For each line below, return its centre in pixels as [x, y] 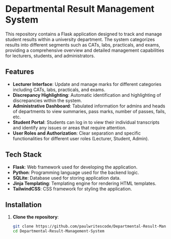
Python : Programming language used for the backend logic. [76, 172]
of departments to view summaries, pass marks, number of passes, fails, [89, 111]
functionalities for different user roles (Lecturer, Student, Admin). [81, 138]
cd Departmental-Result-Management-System [58, 231]
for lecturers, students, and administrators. [50, 56]
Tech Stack [23, 155]
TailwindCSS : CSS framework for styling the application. [72, 189]
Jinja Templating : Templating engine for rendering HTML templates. [84, 183]
